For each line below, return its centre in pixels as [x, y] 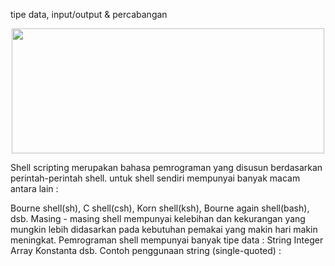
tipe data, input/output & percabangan [89, 14]
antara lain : [34, 188]
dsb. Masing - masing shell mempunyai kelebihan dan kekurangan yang [158, 218]
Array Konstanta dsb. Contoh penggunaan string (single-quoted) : [146, 250]
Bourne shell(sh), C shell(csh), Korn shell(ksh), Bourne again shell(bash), [160, 208]
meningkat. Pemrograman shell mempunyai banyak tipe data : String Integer [167, 240]
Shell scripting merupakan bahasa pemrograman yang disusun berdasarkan [166, 167]
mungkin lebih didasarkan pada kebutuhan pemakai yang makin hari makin [164, 229]
